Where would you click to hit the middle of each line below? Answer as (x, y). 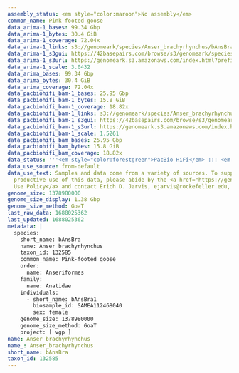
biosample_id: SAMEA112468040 (78, 306)
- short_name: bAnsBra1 (62, 299)
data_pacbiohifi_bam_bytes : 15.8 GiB (63, 147)
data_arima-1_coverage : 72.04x (54, 41)
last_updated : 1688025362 (46, 220)
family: (31, 279)
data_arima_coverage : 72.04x (51, 87)
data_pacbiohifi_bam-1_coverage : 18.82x (68, 107)
